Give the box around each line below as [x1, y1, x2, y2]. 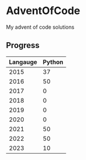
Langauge [9, 57, 38, 66]
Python [42, 57, 64, 66]
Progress [6, 40, 40, 50]
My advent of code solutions [6, 23, 74, 30]
